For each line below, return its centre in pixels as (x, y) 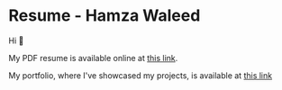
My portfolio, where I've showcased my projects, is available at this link (140, 75)
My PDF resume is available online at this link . (93, 58)
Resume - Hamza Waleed (105, 16)
